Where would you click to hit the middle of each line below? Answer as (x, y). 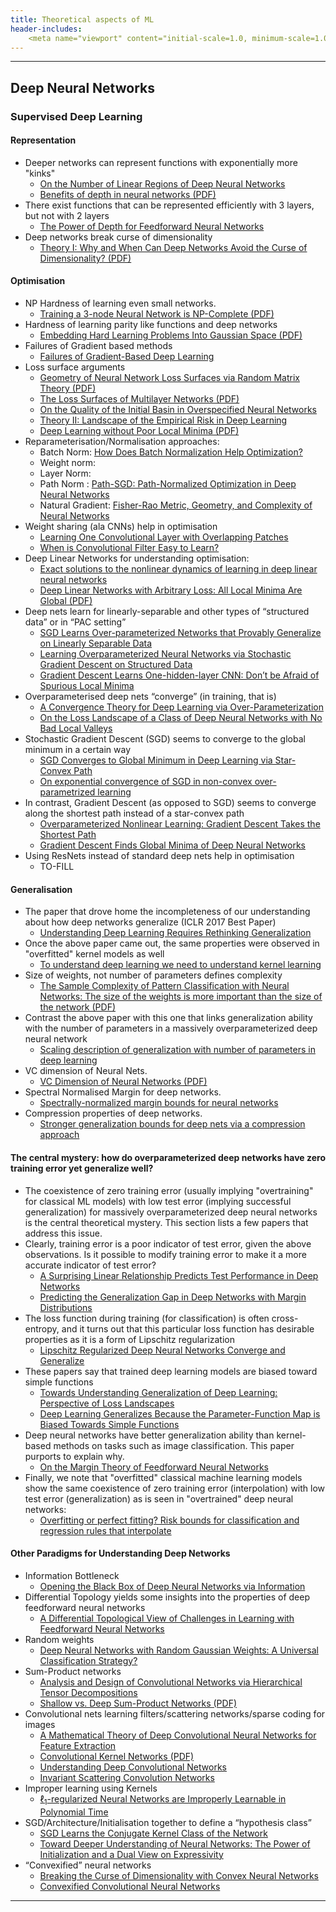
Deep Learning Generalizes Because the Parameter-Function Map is (180, 1413)
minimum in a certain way (77, 750)
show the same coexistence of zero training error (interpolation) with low (175, 1488)
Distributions (66, 1307)
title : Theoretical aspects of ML (82, 19)
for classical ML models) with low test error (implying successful (158, 1201)
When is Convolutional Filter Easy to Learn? (129, 548)
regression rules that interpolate (105, 1530)
